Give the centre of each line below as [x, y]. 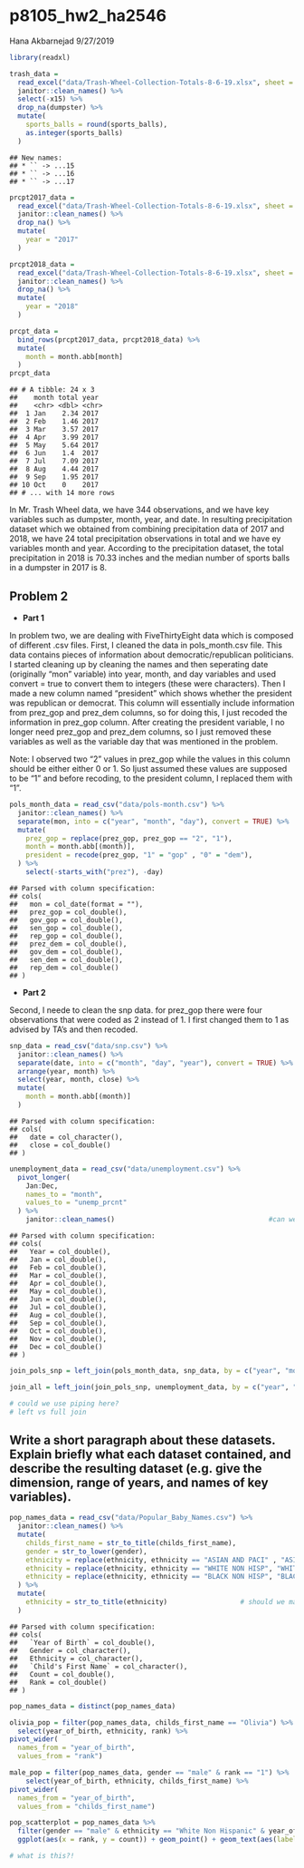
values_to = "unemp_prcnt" [76, 1202]
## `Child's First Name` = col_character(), [99, 1666]
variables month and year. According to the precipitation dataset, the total [147, 549]
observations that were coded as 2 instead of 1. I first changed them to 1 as [149, 1019]
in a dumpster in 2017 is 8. [58, 568]
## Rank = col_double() [58, 1682]
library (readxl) [40, 57]
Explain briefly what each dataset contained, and [150, 1454]
